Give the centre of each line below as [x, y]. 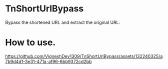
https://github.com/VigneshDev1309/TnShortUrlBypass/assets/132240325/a [84, 56]
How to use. [30, 42]
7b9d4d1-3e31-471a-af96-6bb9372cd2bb [48, 61]
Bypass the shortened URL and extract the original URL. [63, 22]
